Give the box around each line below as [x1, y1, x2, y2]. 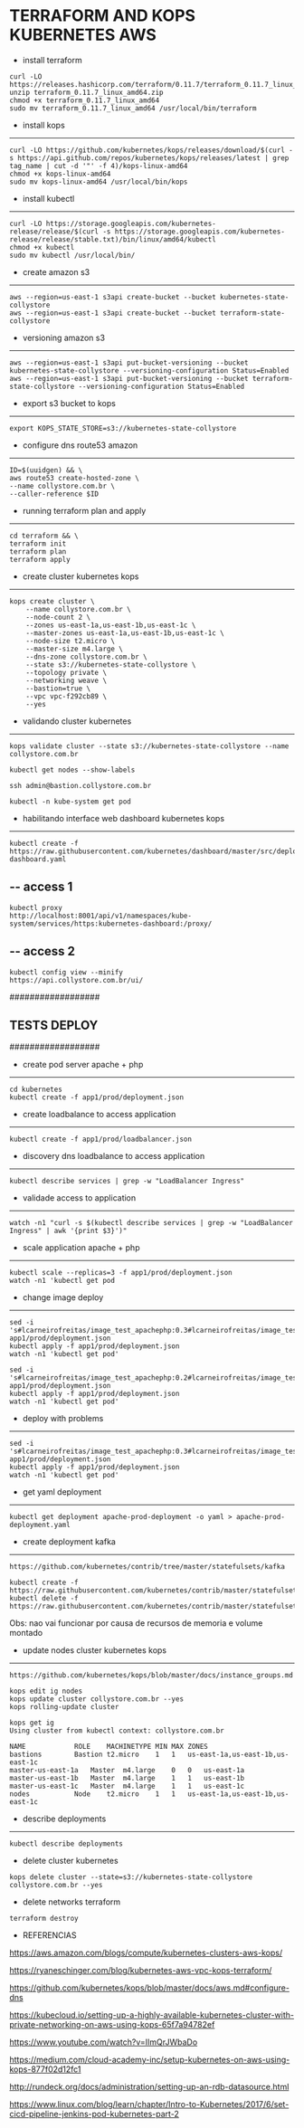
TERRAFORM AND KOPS [9, 5, 196, 26]
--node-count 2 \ [25, 613, 91, 622]
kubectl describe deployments [9, 1839, 124, 1848]
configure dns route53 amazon [22, 440, 138, 451]
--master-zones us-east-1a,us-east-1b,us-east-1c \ [25, 628, 224, 638]
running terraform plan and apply [22, 505, 147, 516]
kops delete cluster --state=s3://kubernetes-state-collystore [9, 1873, 253, 1882]
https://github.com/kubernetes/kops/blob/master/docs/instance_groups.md [9, 1671, 294, 1680]
